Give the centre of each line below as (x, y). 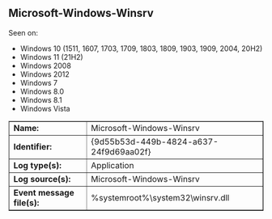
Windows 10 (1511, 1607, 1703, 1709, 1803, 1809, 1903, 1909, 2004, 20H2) (141, 48)
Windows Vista (45, 108)
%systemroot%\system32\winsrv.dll (160, 197)
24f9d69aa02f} (121, 151)
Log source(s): (42, 179)
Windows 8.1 (41, 99)
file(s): (26, 203)
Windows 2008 (45, 65)
